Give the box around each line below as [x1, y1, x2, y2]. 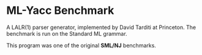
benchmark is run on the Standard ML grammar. [6, 30, 127, 37]
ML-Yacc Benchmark [6, 4, 114, 18]
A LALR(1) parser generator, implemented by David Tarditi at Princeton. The [6, 24, 196, 31]
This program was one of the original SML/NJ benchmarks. [6, 42, 156, 49]
